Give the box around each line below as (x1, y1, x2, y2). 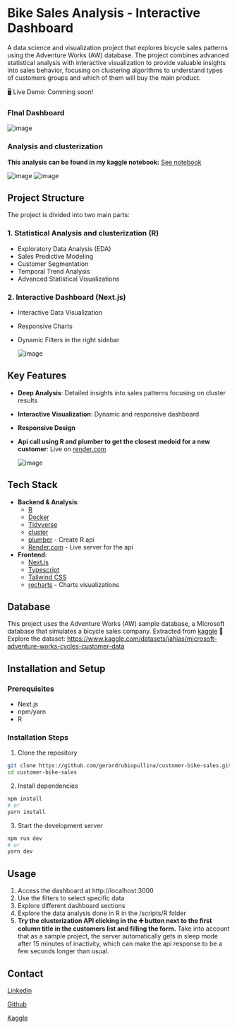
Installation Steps (7, 732, 69, 742)
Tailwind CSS (28, 573, 67, 581)
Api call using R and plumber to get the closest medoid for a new (17, 437, 210, 446)
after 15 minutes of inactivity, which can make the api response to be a (17, 939, 223, 948)
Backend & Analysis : (17, 497, 80, 506)
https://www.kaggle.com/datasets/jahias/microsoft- (66, 634, 217, 643)
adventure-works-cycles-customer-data (7, 642, 125, 651)
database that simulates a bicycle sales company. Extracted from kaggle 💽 (7, 627, 224, 636)
